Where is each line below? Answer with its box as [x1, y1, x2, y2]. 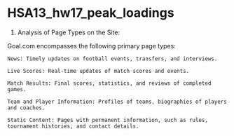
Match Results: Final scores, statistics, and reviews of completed [7, 79, 212, 87]
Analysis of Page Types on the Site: [17, 28, 121, 36]
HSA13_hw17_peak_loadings [7, 5, 174, 21]
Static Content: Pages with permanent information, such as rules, [7, 116, 209, 123]
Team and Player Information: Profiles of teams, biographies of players [7, 98, 228, 105]
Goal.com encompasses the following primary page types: [7, 41, 177, 50]
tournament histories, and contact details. [7, 123, 139, 130]
